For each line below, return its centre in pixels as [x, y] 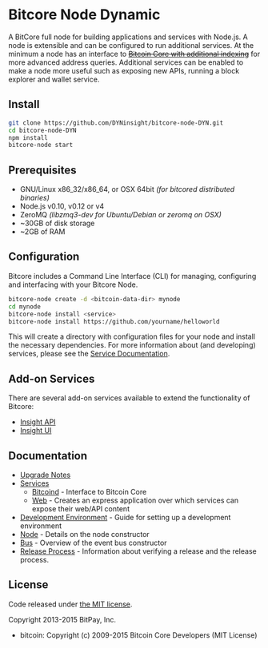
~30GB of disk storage [57, 223]
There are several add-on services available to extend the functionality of [129, 398]
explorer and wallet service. [54, 79]
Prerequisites [42, 170]
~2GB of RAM [42, 232]
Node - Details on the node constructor [84, 534]
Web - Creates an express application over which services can [135, 500]
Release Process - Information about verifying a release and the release [138, 551]
